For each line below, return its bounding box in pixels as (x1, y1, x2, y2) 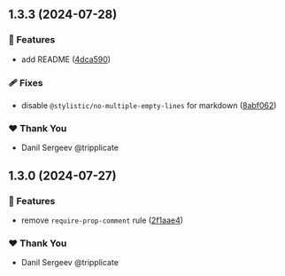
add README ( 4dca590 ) (20, 53, 112, 65)
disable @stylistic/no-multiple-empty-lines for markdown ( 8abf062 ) (20, 99, 277, 110)
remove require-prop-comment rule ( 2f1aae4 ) (20, 215, 183, 225)
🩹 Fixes (8, 76, 43, 89)
